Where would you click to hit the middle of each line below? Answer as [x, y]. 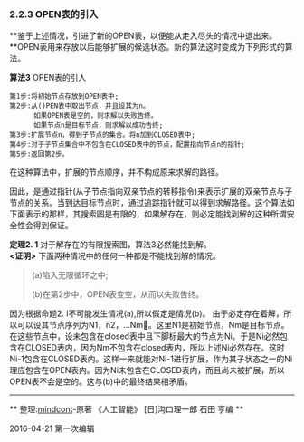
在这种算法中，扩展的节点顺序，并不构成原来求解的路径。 [116, 172]
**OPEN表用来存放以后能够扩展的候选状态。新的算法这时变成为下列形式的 [147, 47]
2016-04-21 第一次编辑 [52, 428]
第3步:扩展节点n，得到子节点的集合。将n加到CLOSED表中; [103, 135]
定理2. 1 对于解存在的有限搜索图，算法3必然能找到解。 [111, 245]
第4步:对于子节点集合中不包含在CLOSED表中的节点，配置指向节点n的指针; [128, 145]
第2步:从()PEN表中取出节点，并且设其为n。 [80, 106]
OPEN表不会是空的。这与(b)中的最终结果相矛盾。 [101, 381]
